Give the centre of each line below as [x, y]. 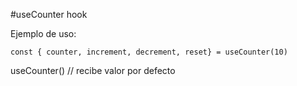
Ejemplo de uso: [43, 33]
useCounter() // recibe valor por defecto [93, 70]
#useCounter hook [49, 14]
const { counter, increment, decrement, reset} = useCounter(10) [149, 52]
